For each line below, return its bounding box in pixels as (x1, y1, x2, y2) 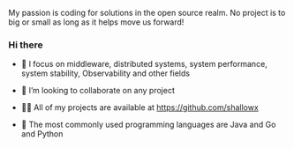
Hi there (8, 39, 43, 51)
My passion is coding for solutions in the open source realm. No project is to (8, 8, 286, 18)
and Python (20, 129, 64, 139)
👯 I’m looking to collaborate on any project (20, 85, 176, 96)
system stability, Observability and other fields (20, 68, 191, 78)
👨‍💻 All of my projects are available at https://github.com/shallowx (20, 102, 260, 113)
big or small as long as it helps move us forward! (8, 17, 185, 27)
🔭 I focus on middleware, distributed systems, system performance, (20, 59, 268, 70)
